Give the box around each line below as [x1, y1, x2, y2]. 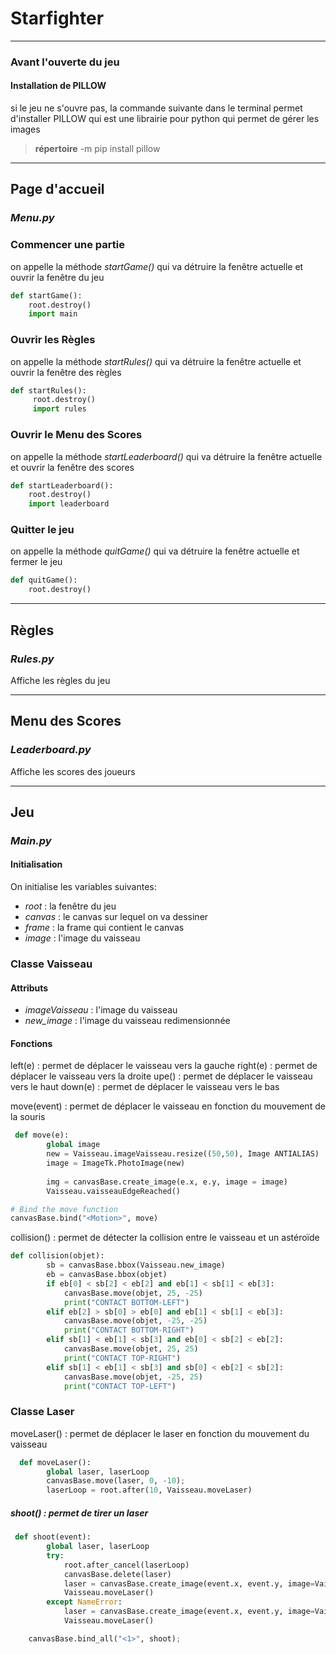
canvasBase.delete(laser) [63, 1569, 172, 1579]
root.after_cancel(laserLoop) [63, 1560, 190, 1570]
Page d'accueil [10, 181, 105, 198]
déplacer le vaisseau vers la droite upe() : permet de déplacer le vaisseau [10, 1070, 313, 1082]
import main [28, 309, 78, 319]
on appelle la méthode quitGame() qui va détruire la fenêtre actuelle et [10, 545, 300, 557]
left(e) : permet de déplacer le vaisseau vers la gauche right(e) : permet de [10, 1060, 318, 1072]
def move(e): [14, 1130, 70, 1141]
